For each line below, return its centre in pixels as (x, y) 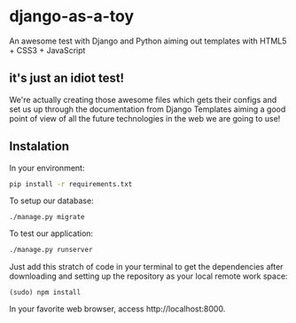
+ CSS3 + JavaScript (47, 50)
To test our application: (51, 233)
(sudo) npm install (45, 293)
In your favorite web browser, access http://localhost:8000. (117, 309)
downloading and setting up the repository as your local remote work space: (148, 276)
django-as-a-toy (72, 16)
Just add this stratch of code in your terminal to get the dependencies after (146, 267)
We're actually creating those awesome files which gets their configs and (143, 99)
